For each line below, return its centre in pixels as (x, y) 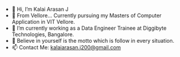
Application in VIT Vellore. (43, 22)
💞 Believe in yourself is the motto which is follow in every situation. (93, 41)
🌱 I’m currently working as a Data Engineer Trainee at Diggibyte (89, 28)
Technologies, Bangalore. (43, 34)
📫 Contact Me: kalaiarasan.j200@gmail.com (66, 47)
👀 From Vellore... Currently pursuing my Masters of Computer (86, 15)
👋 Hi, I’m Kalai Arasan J (40, 9)
